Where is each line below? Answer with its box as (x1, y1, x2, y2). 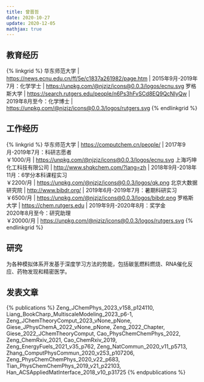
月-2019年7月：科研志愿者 (6, 148, 72, 156)
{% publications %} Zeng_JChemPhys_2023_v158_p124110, (6, 304, 155, 311)
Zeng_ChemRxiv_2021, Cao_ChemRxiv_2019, (6, 336, 117, 344)
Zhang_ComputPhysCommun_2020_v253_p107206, (6, 349, 135, 356)
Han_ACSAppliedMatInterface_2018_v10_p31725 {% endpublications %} (6, 369, 186, 376)
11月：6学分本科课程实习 (6, 171, 68, 178)
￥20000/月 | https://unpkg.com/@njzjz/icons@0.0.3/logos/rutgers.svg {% (6, 217, 193, 224)
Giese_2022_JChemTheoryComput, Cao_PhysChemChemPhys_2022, (6, 330, 181, 337)
